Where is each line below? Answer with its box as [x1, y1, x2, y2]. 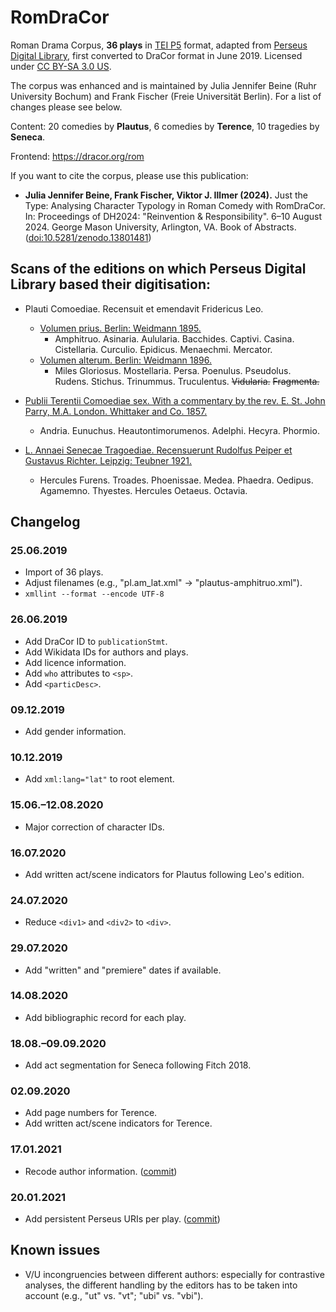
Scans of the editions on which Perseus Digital [10, 261, 307, 278]
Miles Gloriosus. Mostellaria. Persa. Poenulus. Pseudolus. [54, 364, 292, 376]
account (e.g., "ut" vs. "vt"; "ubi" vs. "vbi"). [24, 1289, 204, 1301]
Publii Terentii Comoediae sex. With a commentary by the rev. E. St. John [24, 394, 326, 406]
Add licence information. [24, 656, 127, 668]
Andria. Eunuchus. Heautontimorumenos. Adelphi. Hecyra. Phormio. [39, 424, 320, 436]
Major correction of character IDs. [24, 821, 165, 833]
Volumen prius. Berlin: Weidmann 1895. [39, 322, 202, 334]
